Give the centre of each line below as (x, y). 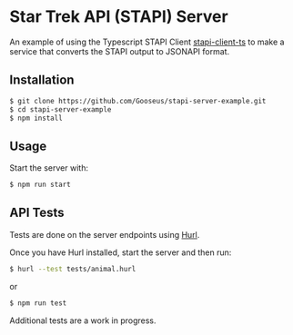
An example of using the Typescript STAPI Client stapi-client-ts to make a (147, 42)
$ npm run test (38, 303)
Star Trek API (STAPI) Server (119, 17)
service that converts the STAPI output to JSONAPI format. (120, 51)
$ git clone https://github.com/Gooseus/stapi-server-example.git (138, 101)
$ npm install (36, 118)
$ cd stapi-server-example (61, 109)
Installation (42, 80)
